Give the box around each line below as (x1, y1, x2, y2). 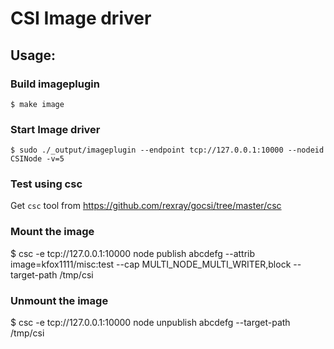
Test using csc (10, 177, 83, 191)
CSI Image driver (10, 7, 152, 30)
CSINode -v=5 (10, 154, 65, 164)
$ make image (10, 99, 65, 109)
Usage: (10, 47, 57, 64)
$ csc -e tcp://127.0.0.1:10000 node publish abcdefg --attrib (10, 247, 256, 259)
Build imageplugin (10, 77, 100, 91)
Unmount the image (10, 293, 109, 307)
